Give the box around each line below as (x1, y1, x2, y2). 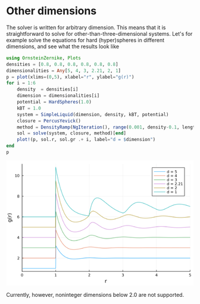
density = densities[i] (17, 86, 79, 93)
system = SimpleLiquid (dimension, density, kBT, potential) (17, 111, 169, 117)
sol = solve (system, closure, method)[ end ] (17, 130, 127, 136)
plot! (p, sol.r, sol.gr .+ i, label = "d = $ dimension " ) (17, 137, 156, 143)
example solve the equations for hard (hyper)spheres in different (6, 36, 165, 43)
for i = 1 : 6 (6, 80, 36, 86)
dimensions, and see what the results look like (6, 43, 120, 50)
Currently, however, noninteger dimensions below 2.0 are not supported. (6, 291, 185, 298)
